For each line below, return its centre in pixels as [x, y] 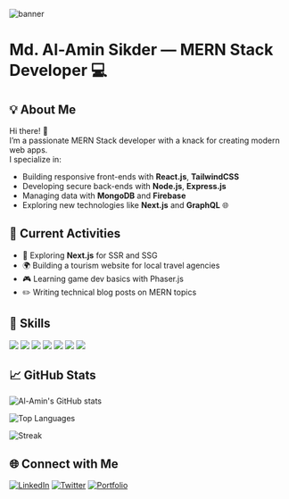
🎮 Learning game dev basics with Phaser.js [103, 279]
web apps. [29, 150]
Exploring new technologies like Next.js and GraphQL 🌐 [125, 205]
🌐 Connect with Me [64, 464]
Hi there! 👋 [29, 131]
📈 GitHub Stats [53, 375]
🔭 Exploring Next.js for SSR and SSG [90, 255]
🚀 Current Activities [65, 233]
